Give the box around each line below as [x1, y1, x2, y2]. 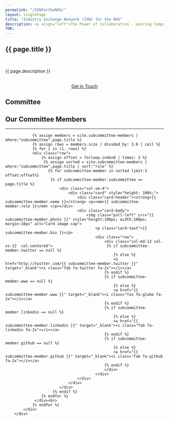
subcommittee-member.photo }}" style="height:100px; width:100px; [5, 217, 147, 222]
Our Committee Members [5, 115, 87, 124]
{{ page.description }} [5, 68, 51, 74]
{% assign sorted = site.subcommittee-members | [43, 160, 147, 165]
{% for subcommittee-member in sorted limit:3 [48, 169, 147, 174]
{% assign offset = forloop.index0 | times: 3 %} [41, 155, 147, 161]
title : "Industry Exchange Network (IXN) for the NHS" [5, 17, 123, 22]
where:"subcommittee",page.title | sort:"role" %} [5, 164, 114, 169]
